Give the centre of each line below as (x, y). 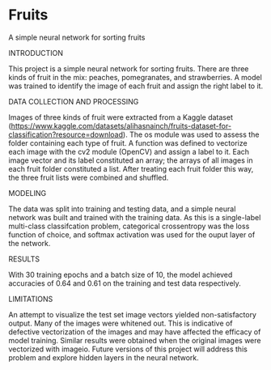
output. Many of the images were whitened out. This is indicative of (121, 323)
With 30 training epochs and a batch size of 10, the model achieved (121, 274)
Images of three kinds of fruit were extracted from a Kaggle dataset (121, 117)
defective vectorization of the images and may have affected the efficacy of (135, 332)
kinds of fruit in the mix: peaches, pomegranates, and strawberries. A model (135, 77)
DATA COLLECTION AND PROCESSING (74, 101)
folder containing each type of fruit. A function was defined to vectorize (128, 142)
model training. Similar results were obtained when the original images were (135, 340)
